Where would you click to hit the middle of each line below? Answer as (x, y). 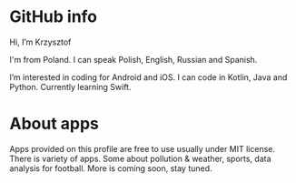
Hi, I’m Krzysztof (40, 42)
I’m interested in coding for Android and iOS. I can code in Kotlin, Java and (148, 77)
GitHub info (54, 17)
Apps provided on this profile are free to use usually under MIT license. (142, 148)
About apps (54, 124)
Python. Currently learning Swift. (70, 86)
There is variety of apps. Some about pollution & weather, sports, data (140, 158)
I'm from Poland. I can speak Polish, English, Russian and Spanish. (133, 59)
